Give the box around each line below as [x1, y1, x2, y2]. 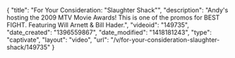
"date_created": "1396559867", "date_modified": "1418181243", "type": [6, 28, 212, 36]
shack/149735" [6, 43, 51, 51]
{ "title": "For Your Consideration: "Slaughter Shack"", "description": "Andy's [6, 6, 229, 14]
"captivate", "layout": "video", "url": [6, 36, 109, 44]
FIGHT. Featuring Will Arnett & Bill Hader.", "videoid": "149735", [6, 21, 190, 29]
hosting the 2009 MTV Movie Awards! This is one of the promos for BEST [6, 13, 220, 22]
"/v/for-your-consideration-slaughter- [110, 36, 220, 44]
